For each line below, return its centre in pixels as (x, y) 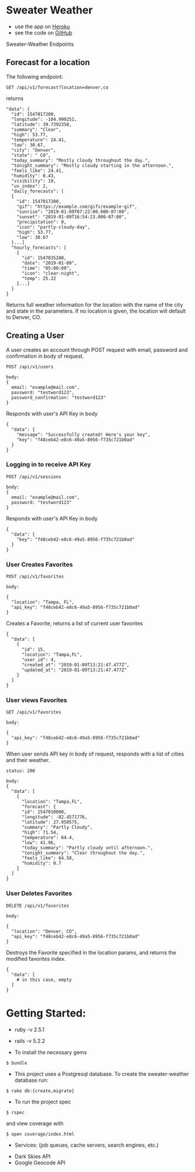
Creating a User (35, 336)
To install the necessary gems (51, 1052)
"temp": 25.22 (39, 278)
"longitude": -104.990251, (44, 119)
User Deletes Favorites (39, 893)
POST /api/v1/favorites (35, 577)
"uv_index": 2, (30, 186)
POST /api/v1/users (30, 367)
